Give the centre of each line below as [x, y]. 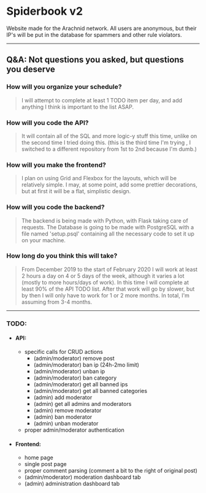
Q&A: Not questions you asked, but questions [95, 60]
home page [39, 457]
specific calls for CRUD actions [63, 351]
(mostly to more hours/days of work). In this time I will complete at [105, 282]
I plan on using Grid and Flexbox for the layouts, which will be [99, 178]
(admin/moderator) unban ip [69, 371]
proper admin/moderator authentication [74, 430]
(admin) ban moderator [63, 417]
